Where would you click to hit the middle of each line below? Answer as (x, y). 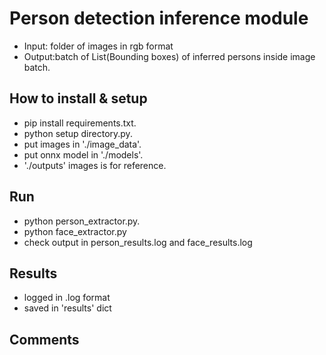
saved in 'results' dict (67, 308)
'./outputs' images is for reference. (95, 165)
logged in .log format (67, 298)
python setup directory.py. (78, 133)
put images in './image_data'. (82, 144)
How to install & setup (78, 98)
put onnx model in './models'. (83, 154)
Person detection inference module (159, 18)
